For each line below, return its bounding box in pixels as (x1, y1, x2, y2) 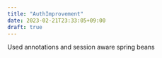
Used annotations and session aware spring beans (7, 43, 155, 52)
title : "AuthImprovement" (7, 10, 83, 18)
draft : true (7, 23, 42, 30)
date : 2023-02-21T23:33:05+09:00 (7, 17, 106, 24)
